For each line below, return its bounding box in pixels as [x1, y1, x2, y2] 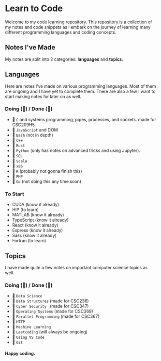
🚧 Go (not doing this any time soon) [12, 178, 81, 184]
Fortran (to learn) [12, 238, 46, 244]
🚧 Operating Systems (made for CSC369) [12, 309, 93, 314]
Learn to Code [5, 3, 63, 14]
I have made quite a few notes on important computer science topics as [5, 264, 148, 270]
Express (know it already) [12, 228, 63, 233]
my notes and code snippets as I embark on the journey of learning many [5, 24, 151, 30]
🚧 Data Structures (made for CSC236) [12, 298, 89, 304]
